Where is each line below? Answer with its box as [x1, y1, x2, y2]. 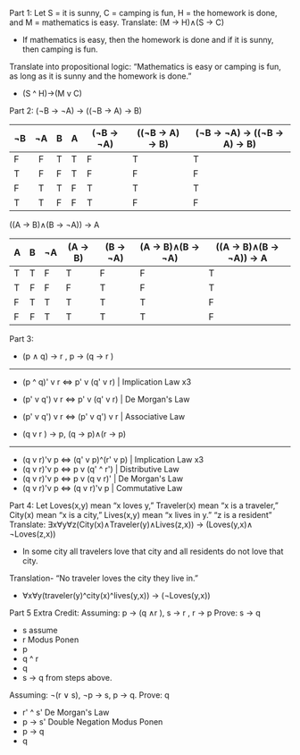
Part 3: [9, 334, 34, 344]
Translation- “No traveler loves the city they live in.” [9, 573, 199, 583]
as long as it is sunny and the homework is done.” [9, 71, 192, 81]
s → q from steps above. [21, 673, 112, 683]
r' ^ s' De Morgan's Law [21, 707, 110, 717]
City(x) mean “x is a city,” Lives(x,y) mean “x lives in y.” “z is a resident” [9, 510, 272, 520]
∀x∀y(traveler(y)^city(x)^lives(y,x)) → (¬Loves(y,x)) [21, 590, 212, 600]
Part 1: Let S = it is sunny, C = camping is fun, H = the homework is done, [9, 8, 279, 18]
